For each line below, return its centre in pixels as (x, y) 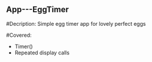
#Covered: (19, 35)
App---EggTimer (37, 10)
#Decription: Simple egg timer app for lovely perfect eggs (76, 23)
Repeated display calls (42, 53)
